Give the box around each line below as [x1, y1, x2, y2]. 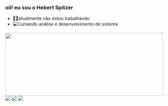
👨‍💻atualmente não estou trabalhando [12, 16, 90, 22]
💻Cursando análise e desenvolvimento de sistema [12, 21, 118, 27]
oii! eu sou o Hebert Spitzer [5, 4, 74, 11]
